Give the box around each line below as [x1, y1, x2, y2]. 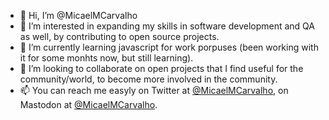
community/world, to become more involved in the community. [19, 73, 278, 85]
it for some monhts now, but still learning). [19, 52, 194, 64]
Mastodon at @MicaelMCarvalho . [19, 99, 158, 110]
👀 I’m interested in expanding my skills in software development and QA [19, 20, 315, 32]
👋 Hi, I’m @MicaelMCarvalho [19, 10, 138, 21]
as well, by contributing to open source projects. [19, 31, 220, 42]
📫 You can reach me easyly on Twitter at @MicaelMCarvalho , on [19, 85, 289, 96]
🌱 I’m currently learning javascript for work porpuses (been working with [19, 41, 319, 53]
